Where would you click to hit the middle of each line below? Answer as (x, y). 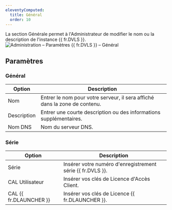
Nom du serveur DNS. (67, 127)
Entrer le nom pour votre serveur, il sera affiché (98, 98)
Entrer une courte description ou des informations (101, 112)
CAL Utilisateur (26, 182)
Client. (71, 185)
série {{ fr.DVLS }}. (85, 171)
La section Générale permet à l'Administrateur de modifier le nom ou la (80, 34)
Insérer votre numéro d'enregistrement (110, 164)
